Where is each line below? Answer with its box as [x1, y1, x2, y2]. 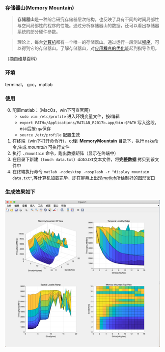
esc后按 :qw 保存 [19, 126, 51, 131]
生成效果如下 [5, 188, 36, 195]
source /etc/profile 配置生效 [19, 131, 80, 137]
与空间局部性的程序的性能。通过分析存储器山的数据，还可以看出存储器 [17, 23, 160, 29]
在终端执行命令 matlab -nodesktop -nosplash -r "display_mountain [12, 168, 150, 174]
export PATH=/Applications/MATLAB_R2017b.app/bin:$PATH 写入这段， [19, 119, 159, 125]
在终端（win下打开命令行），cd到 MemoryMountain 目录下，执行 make [12, 138, 154, 144]
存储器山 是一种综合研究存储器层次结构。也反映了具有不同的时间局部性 [17, 16, 160, 23]
